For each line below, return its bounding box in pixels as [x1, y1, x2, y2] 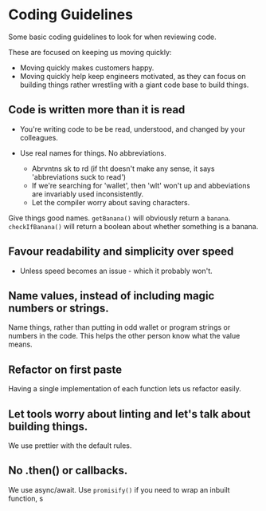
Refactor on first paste [8, 362, 122, 376]
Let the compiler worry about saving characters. [31, 197, 190, 207]
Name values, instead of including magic [8, 289, 215, 303]
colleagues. [19, 133, 58, 142]
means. [8, 339, 33, 349]
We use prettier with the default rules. [8, 441, 132, 450]
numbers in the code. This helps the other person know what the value [8, 331, 241, 341]
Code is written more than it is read [8, 103, 186, 117]
